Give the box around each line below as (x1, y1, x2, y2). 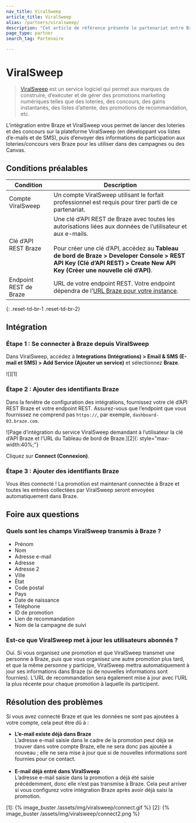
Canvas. (6, 146, 26, 153)
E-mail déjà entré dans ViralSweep (14, 767, 100, 774)
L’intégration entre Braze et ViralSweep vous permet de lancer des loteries (6, 121, 185, 129)
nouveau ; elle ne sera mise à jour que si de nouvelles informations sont (14, 749, 187, 756)
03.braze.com (6, 418, 38, 424)
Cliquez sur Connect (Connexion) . (6, 452, 90, 459)
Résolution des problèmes (6, 697, 103, 707)
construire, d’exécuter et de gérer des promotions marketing (20, 91, 166, 98)
